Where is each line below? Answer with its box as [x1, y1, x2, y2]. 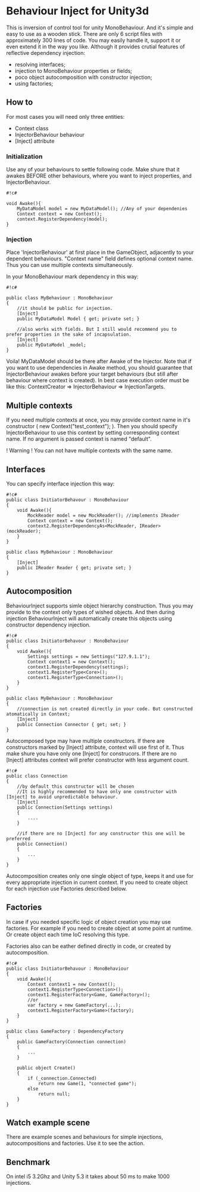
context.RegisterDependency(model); [17, 216, 108, 222]
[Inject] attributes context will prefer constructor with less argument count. [6, 756, 189, 763]
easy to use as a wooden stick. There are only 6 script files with [6, 30, 162, 37]
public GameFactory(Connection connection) [17, 1039, 127, 1044]
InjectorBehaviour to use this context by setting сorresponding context [6, 429, 180, 437]
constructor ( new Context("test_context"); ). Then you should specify [6, 423, 178, 430]
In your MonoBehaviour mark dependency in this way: [6, 273, 139, 280]
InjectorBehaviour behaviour [14, 131, 85, 138]
